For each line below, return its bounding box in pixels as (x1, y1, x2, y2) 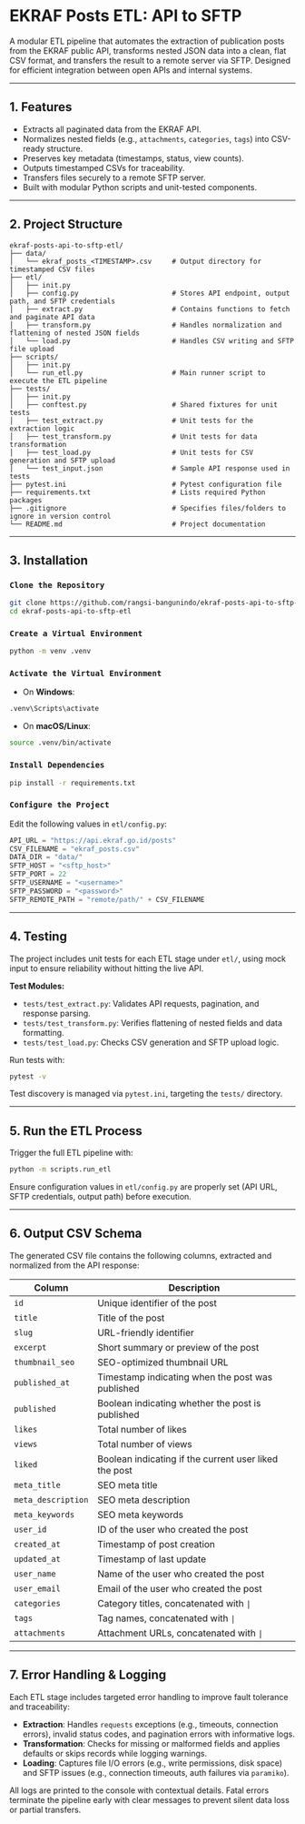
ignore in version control (9, 512, 112, 521)
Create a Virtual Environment (9, 628, 143, 638)
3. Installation (9, 552, 89, 568)
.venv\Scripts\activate (9, 704, 100, 714)
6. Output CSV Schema (9, 1226, 143, 1241)
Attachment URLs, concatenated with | (96, 1626, 263, 1639)
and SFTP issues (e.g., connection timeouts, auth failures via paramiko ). (22, 1767, 290, 1778)
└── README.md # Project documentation (9, 520, 266, 529)
